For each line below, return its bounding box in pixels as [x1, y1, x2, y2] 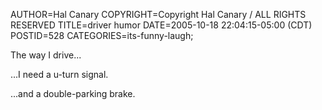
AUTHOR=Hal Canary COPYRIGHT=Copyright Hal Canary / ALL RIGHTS [10, 9, 307, 20]
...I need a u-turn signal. [10, 69, 109, 80]
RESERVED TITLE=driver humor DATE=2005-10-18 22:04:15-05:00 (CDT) [10, 19, 313, 31]
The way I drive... [10, 49, 82, 61]
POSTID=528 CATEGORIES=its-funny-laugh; [10, 30, 194, 41]
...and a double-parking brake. [10, 88, 136, 99]
